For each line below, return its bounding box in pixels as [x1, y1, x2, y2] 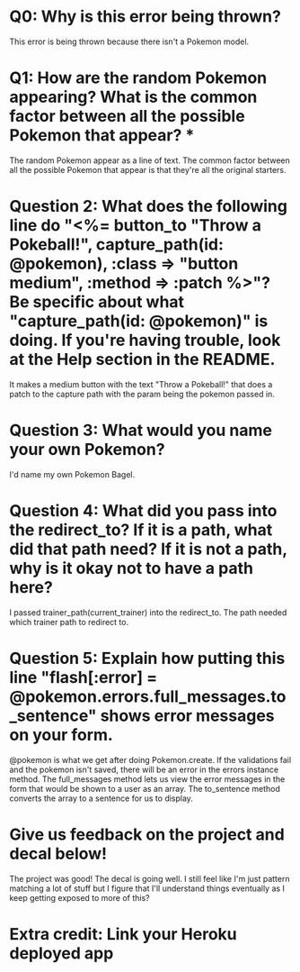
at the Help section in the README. [9, 350, 276, 370]
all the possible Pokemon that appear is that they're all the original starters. [9, 164, 287, 175]
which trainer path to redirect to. [9, 616, 128, 627]
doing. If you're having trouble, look [9, 331, 281, 350]
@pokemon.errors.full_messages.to [9, 686, 287, 706]
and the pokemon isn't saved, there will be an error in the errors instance [9, 764, 279, 775]
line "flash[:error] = [9, 667, 158, 687]
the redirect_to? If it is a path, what [9, 520, 273, 540]
